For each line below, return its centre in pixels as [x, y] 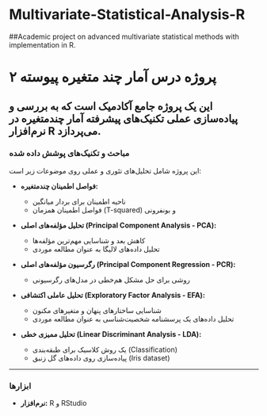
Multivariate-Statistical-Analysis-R [127, 15]
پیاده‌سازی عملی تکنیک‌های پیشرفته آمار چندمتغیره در [124, 118]
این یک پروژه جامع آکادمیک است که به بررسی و [111, 106]
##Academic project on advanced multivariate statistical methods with [124, 36]
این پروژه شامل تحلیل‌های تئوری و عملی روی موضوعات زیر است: [105, 170]
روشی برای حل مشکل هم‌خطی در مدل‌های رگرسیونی [111, 280]
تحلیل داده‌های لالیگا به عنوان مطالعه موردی [96, 249]
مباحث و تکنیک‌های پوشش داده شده [69, 154]
